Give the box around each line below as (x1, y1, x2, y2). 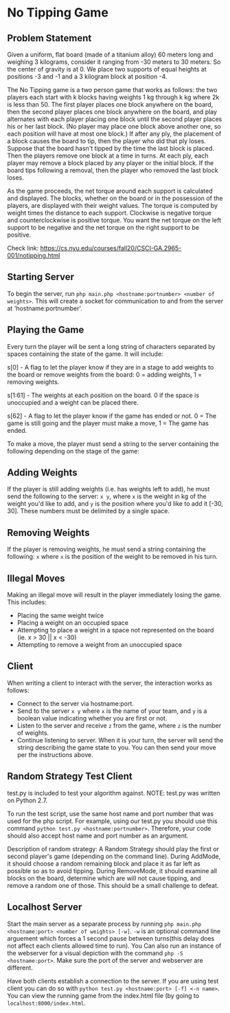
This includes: (7, 598, 47, 606)
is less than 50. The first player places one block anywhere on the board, (7, 100, 214, 108)
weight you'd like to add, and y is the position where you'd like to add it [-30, (7, 500, 223, 508)
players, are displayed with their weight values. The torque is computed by (7, 202, 218, 209)
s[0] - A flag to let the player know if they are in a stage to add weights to (7, 363, 214, 371)
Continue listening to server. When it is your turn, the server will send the (16, 736, 224, 744)
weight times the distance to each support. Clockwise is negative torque (7, 209, 211, 217)
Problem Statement (7, 32, 92, 44)
